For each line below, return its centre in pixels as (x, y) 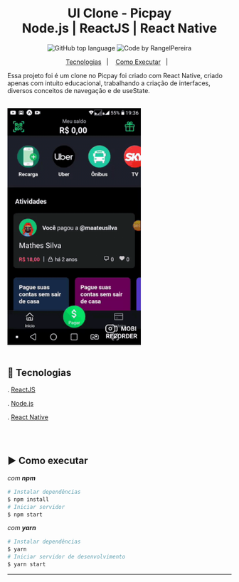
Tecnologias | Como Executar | (117, 62)
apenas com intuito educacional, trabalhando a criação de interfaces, (109, 83)
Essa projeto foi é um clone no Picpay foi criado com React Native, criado (115, 75)
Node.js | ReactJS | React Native (119, 28)
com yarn (22, 528)
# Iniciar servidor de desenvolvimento (67, 557)
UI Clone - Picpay (119, 13)
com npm (21, 478)
